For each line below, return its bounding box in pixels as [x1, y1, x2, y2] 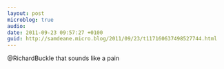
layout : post [7, 10, 45, 17]
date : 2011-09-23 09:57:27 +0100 [7, 29, 103, 36]
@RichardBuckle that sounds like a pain [7, 54, 120, 62]
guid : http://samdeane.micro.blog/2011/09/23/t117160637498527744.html [7, 36, 217, 42]
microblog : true [7, 16, 54, 23]
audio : [7, 23, 26, 29]
